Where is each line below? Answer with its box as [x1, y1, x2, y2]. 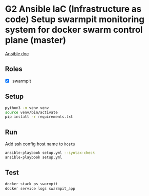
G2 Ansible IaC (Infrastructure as [5, 3, 142, 15]
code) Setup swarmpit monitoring [5, 14, 145, 25]
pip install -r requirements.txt [5, 114, 73, 119]
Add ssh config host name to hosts [5, 141, 76, 147]
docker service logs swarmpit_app [5, 186, 76, 191]
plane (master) [5, 35, 66, 46]
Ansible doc [5, 50, 29, 57]
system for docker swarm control [5, 24, 143, 35]
